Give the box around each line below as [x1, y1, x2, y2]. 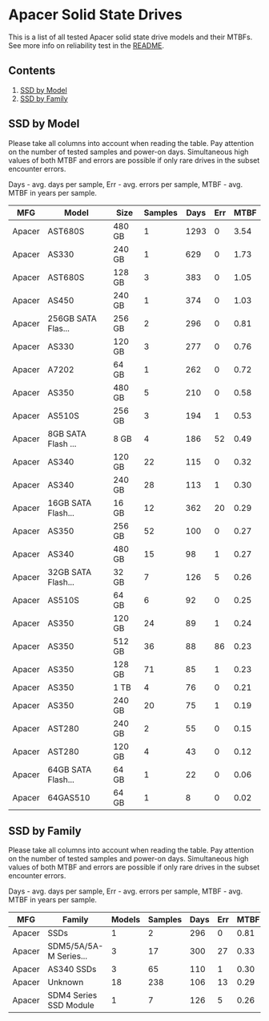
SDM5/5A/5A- [47, 941, 104, 952]
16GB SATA [47, 497, 92, 508]
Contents [8, 64, 56, 78]
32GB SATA [47, 566, 92, 577]
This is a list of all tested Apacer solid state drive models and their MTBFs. [8, 32, 253, 42]
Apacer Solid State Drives [8, 6, 183, 24]
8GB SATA [47, 427, 86, 439]
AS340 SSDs [47, 964, 97, 975]
